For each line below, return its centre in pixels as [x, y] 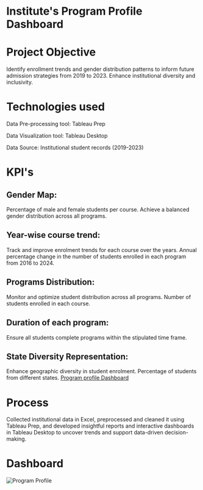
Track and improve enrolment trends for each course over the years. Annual [101, 250]
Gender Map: [32, 195]
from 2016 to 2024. [30, 263]
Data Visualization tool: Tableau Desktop [57, 136]
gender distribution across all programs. [57, 216]
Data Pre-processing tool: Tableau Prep [56, 124]
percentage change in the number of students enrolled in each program [96, 256]
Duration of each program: [58, 323]
